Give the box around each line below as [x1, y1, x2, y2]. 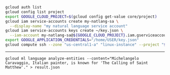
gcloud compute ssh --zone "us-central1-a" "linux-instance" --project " [5, 42, 164, 47]
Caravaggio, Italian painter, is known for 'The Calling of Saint [5, 60, 148, 65]
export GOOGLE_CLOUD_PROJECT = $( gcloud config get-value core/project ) [5, 14, 157, 19]
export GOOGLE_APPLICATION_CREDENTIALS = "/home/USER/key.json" [5, 38, 139, 43]
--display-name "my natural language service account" [10, 23, 128, 29]
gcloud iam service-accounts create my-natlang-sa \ [5, 19, 119, 24]
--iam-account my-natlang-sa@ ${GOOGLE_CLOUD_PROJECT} [10, 33, 125, 38]
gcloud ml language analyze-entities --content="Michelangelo [5, 56, 139, 61]
